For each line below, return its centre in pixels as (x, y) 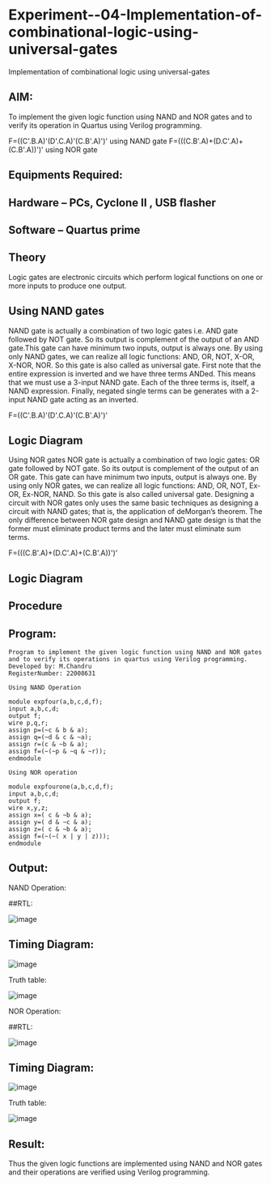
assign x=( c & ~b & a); (50, 815)
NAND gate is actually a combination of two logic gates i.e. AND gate (123, 330)
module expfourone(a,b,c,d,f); (61, 787)
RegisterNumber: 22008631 (52, 673)
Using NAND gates (57, 311)
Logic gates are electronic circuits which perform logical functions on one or (136, 277)
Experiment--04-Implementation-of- (135, 15)
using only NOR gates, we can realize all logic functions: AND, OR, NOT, (128, 486)
